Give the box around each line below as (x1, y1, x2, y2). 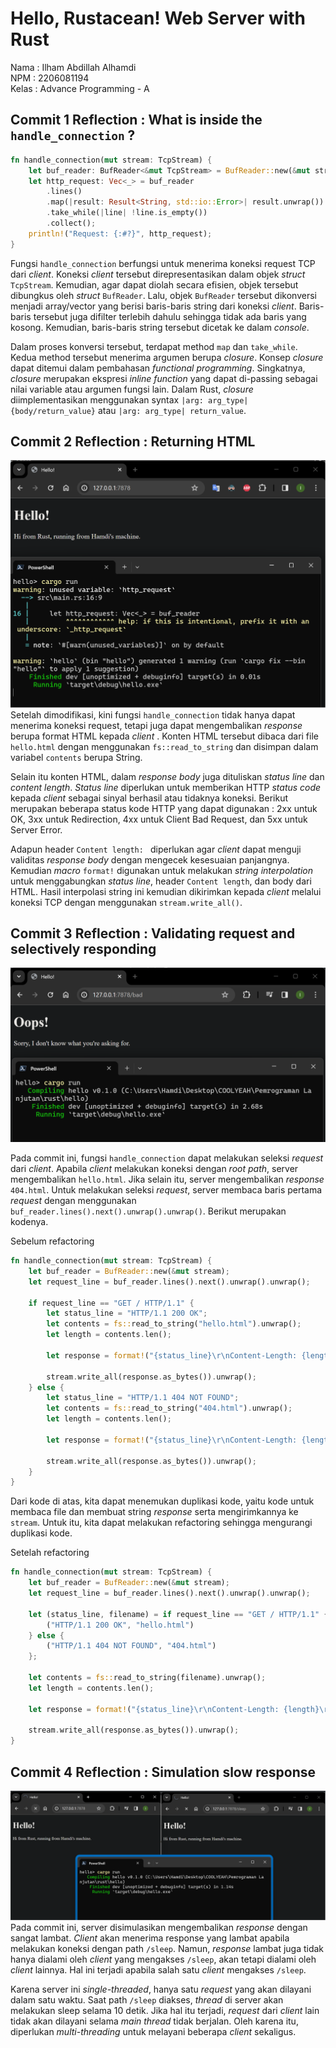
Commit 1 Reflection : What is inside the (10, 112, 263, 129)
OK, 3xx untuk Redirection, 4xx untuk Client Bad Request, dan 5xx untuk (10, 813, 308, 825)
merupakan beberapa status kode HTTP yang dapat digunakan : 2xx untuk (10, 802, 318, 814)
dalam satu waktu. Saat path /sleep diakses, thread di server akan (10, 1993, 284, 2006)
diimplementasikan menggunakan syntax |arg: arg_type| (10, 393, 249, 406)
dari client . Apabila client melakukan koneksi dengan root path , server (10, 1163, 299, 1175)
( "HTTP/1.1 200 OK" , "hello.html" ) (46, 1620, 195, 1630)
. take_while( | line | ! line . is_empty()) (46, 208, 208, 218)
